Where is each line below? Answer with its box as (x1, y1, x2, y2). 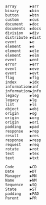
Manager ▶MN (5, 173, 37, 178)
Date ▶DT (5, 169, 37, 174)
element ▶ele (5, 48, 39, 54)
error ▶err (5, 62, 39, 67)
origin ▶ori (5, 120, 39, 125)
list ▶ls (5, 102, 37, 107)
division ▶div (5, 31, 39, 36)
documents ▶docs (5, 26, 41, 31)
